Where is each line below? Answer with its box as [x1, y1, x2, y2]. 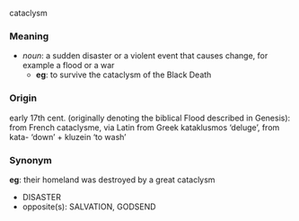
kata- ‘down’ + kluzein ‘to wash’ [9, 131, 127, 142]
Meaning [9, 30, 49, 42]
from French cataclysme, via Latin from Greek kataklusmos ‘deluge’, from [9, 121, 280, 133]
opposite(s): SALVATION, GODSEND [22, 201, 156, 212]
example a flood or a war [22, 60, 115, 71]
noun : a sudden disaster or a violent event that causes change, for [22, 50, 268, 61]
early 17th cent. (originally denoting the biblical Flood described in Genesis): [9, 112, 291, 123]
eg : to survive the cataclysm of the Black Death [35, 69, 212, 80]
